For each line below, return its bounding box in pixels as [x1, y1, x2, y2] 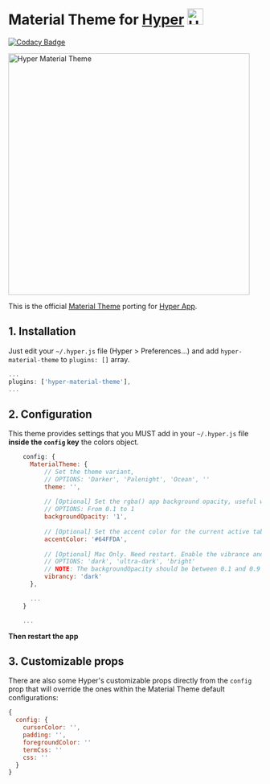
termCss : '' [22, 745, 63, 754]
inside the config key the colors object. [8, 437, 139, 447]
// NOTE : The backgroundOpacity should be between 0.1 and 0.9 [43, 565, 261, 573]
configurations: [8, 693, 59, 703]
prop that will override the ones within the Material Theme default [8, 684, 225, 694]
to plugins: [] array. [60, 354, 130, 364]
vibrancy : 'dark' [43, 572, 103, 581]
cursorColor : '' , [22, 724, 81, 732]
